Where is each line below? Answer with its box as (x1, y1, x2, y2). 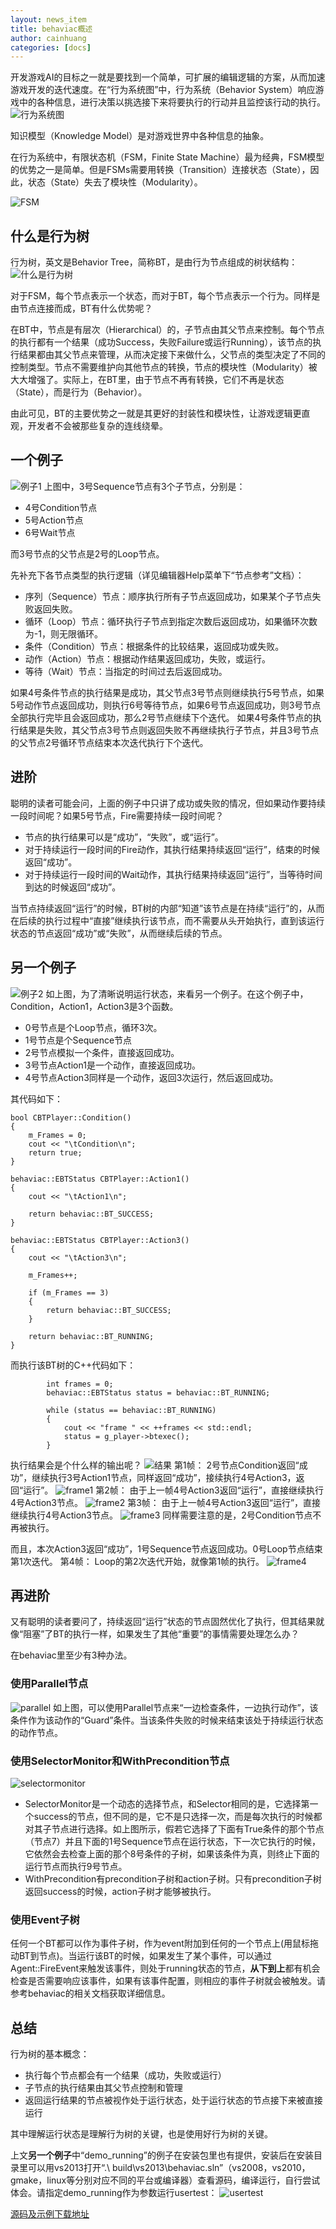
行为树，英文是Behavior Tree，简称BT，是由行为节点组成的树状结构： (10, 256, 298, 268)
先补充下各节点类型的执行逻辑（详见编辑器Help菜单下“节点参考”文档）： (10, 569, 305, 581)
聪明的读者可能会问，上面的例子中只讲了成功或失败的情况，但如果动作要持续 (10, 797, 326, 809)
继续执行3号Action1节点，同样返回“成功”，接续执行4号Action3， (31, 1471, 297, 1483)
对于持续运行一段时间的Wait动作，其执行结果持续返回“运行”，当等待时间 (24, 868, 323, 880)
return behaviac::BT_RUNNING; (28, 1331, 155, 1341)
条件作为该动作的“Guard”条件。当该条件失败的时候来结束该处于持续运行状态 (10, 1714, 324, 1726)
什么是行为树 (10, 227, 90, 245)
